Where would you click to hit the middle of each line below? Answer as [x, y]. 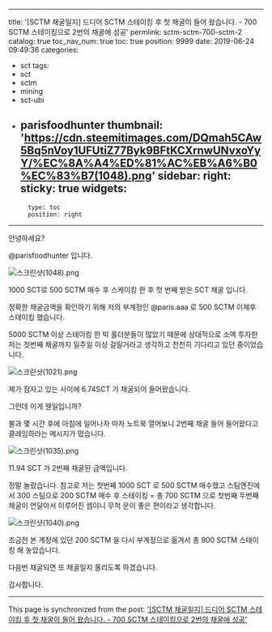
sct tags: [35, 65]
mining [31, 91]
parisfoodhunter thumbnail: [91, 125]
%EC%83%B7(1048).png [86, 176]
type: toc [44, 207]
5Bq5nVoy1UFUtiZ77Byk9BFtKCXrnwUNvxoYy [140, 151]
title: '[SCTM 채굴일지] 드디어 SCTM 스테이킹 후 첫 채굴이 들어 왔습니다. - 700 [133, 22]
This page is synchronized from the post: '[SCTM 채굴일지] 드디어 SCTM [128, 609]
